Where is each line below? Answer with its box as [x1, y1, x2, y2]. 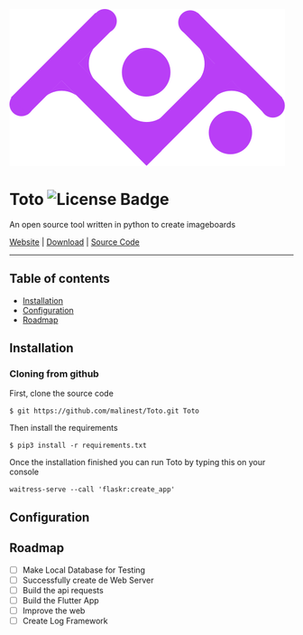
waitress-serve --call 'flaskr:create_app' [9, 485, 176, 494]
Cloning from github [9, 368, 99, 380]
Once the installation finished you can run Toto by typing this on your [9, 457, 266, 468]
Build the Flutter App [22, 594, 99, 605]
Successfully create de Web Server [22, 574, 154, 585]
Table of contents [9, 271, 110, 286]
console [9, 466, 40, 478]
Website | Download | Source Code [9, 236, 140, 247]
